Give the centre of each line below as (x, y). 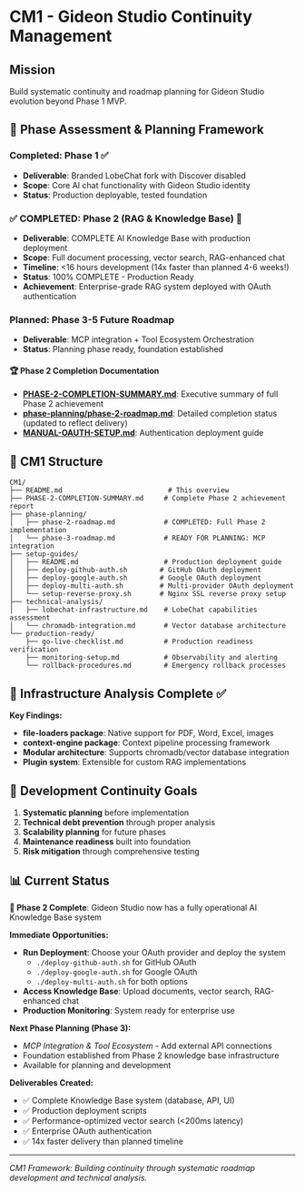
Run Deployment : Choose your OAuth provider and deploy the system (154, 952)
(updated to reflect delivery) (75, 423)
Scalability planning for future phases (94, 832)
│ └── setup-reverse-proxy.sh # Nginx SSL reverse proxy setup (148, 594)
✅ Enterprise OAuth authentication (87, 1131)
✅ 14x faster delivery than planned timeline (103, 1141)
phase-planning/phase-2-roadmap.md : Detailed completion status (150, 414)
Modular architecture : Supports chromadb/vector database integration (156, 753)
